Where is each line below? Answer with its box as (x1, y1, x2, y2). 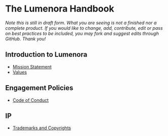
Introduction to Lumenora (5, 50, 88, 59)
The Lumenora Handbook (5, 3, 114, 15)
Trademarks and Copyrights (12, 125, 71, 131)
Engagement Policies (5, 84, 73, 92)
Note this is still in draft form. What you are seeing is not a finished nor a (5, 20, 157, 26)
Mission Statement (12, 63, 52, 70)
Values (12, 69, 27, 75)
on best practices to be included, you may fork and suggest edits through (5, 30, 159, 36)
